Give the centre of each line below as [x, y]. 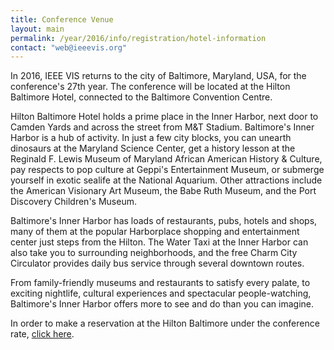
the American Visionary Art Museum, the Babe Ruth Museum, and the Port [163, 191]
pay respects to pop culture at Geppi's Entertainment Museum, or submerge [167, 170]
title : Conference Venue [62, 19]
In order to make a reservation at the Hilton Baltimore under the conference [165, 323]
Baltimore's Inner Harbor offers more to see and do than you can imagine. [162, 304]
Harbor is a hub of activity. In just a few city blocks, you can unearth [151, 138]
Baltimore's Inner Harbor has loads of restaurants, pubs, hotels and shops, [164, 221]
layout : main [37, 29]
